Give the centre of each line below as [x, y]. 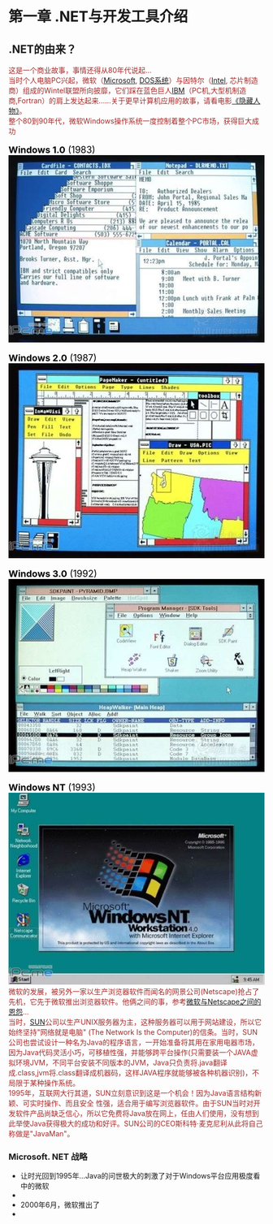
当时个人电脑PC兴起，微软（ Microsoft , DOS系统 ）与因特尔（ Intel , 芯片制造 [133, 80]
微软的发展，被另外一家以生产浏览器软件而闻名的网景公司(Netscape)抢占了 [134, 992]
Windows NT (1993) [52, 787]
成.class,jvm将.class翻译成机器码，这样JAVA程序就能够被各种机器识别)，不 [134, 1073]
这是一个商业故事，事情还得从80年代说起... [80, 70]
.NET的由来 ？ [43, 49]
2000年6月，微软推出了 [60, 1205]
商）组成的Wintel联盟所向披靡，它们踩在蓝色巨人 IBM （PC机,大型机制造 [128, 91]
